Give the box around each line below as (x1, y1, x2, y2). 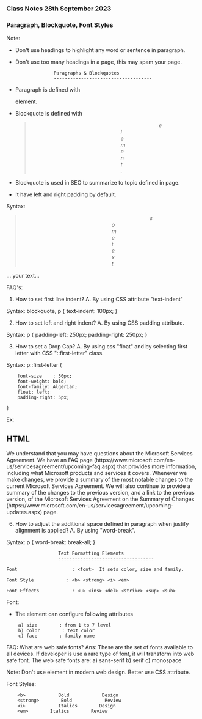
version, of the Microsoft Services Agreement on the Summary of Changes (6, 495, 195, 503)
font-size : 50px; (17, 373, 72, 380)
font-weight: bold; (17, 378, 67, 385)
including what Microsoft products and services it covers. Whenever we (6, 470, 187, 477)
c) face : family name (18, 633, 95, 640)
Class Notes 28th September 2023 (6, 4, 112, 13)
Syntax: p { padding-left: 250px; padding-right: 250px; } (6, 331, 148, 339)
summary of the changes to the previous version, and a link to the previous (6, 489, 195, 496)
